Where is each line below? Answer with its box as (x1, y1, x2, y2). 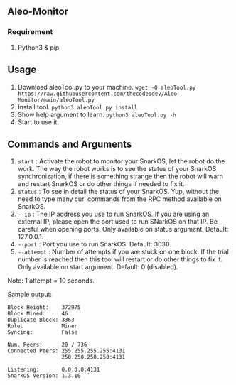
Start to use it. (17, 117, 59, 126)
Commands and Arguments (7, 138, 132, 150)
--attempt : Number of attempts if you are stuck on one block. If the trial (17, 248, 229, 256)
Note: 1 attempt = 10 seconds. (7, 276, 95, 285)
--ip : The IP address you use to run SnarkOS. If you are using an (17, 210, 210, 219)
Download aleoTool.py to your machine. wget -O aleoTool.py (17, 82, 196, 91)
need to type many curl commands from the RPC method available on (17, 195, 222, 203)
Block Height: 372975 (7, 304, 81, 311)
